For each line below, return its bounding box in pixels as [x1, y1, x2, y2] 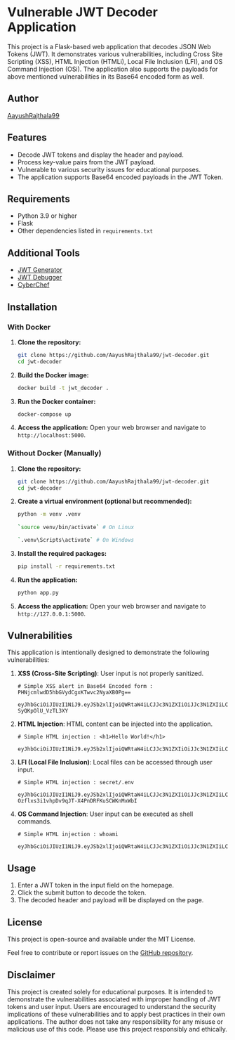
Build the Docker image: [17, 370, 89, 379]
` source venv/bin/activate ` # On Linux [17, 524, 135, 531]
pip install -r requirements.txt [17, 563, 116, 570]
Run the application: [17, 576, 79, 584]
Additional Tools [7, 247, 81, 259]
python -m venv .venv [17, 511, 81, 518]
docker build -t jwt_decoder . [17, 384, 109, 391]
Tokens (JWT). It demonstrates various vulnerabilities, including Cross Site [7, 50, 223, 58]
